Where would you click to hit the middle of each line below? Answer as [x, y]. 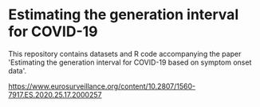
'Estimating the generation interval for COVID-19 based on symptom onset [130, 62]
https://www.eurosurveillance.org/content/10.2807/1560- [102, 86]
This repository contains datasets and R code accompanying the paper [125, 53]
